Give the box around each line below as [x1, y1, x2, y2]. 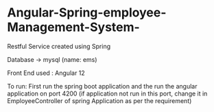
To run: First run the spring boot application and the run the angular [7, 82, 198, 90]
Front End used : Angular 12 [7, 69, 86, 77]
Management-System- [7, 19, 141, 35]
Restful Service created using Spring [7, 42, 111, 50]
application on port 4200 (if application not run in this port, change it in [7, 89, 208, 98]
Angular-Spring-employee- [7, 5, 167, 21]
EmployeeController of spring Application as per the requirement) [7, 96, 192, 104]
